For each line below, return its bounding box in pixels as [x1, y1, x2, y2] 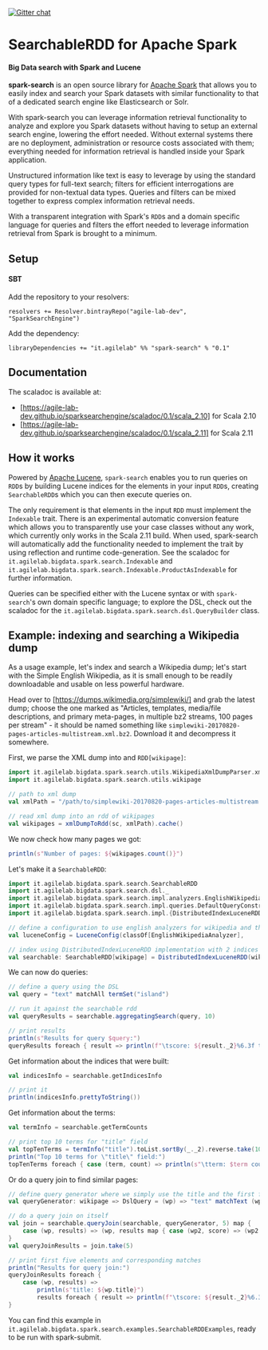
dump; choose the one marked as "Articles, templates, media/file [8, 703, 222, 713]
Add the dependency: [8, 328, 80, 338]
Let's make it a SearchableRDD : [8, 864, 107, 874]
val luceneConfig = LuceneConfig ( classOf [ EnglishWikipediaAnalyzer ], [8, 931, 245, 939]
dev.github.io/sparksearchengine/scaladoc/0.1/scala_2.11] [19, 428, 209, 438]
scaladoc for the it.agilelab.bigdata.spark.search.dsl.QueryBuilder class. [8, 605, 260, 615]
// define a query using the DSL [8, 983, 120, 991]
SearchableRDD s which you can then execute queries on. [8, 489, 192, 499]
